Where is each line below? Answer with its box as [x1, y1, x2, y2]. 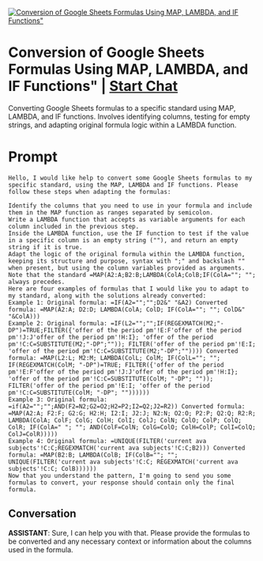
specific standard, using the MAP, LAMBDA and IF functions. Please [8, 180, 239, 189]
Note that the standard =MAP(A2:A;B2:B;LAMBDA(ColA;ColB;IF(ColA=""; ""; [8, 271, 257, 279]
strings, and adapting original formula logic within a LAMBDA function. [8, 119, 237, 130]
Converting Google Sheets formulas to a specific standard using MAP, [8, 103, 236, 112]
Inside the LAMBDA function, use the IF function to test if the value [8, 229, 249, 237]
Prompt [8, 148, 58, 166]
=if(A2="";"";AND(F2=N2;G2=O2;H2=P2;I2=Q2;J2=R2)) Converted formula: [8, 402, 246, 411]
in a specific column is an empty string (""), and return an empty [8, 236, 239, 244]
